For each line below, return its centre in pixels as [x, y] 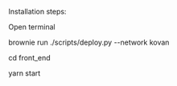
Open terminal [32, 27]
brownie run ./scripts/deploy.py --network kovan [89, 42]
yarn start [25, 73]
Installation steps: [37, 12]
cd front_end [29, 58]
